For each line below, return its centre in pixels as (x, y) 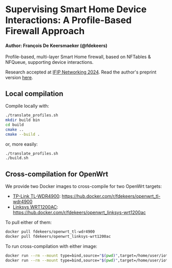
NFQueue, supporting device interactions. (49, 62)
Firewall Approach (45, 31)
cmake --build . (23, 134)
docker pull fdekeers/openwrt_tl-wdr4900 (50, 232)
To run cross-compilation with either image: (51, 246)
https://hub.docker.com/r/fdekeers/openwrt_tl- (111, 196)
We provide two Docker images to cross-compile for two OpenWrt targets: (84, 186)
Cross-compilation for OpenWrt (57, 174)
